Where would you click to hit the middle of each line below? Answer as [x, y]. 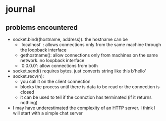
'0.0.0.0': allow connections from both [59, 66]
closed [27, 92]
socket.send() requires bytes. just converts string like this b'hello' [80, 71]
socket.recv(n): [28, 76]
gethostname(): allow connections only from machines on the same [89, 55]
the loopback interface [43, 50]
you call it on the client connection [55, 81]
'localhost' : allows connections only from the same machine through [91, 45]
